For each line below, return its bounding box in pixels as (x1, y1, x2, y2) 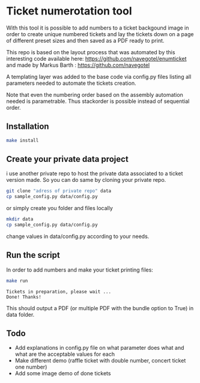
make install (6, 137, 39, 143)
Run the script (6, 250, 60, 260)
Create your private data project (6, 154, 129, 164)
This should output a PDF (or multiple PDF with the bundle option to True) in (6, 304, 194, 311)
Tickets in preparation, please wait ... (6, 288, 112, 294)
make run (6, 278, 28, 284)
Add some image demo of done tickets (14, 370, 111, 377)
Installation (6, 122, 49, 132)
